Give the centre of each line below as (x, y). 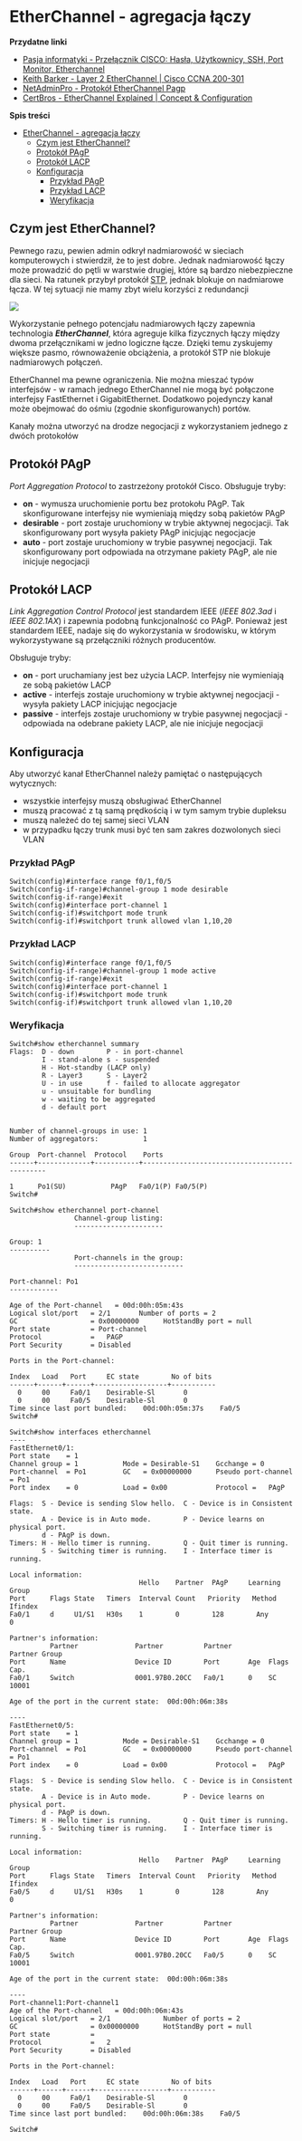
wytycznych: (33, 783)
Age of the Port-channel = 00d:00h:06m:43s (96, 2011)
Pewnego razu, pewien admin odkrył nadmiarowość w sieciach (127, 250)
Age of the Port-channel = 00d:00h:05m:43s (96, 1306)
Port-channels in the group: (128, 1258)
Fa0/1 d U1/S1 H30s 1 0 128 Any (139, 1615)
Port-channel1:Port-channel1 (64, 2003)
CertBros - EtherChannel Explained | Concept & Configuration (137, 98)
